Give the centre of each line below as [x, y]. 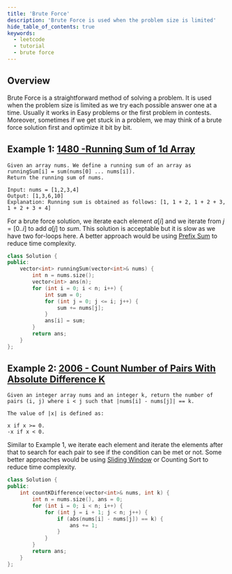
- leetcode [29, 40]
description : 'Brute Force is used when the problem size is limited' [112, 20]
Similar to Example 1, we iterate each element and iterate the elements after [115, 445]
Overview [29, 81]
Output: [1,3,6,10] [36, 196]
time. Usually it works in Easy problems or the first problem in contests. [109, 112]
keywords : [22, 33]
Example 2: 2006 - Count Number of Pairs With [111, 369]
